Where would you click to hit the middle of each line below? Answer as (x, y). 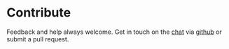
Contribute (39, 13)
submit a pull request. (38, 39)
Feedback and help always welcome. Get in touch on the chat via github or (114, 32)
